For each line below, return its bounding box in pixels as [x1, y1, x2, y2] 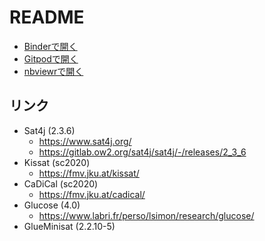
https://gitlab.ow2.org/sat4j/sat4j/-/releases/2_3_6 [38, 146, 247, 158]
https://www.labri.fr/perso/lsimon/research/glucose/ [38, 209, 255, 221]
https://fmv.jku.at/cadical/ [38, 188, 146, 200]
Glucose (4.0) [23, 199, 81, 211]
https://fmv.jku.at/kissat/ [38, 167, 140, 179]
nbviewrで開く [23, 65, 84, 77]
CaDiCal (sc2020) [23, 177, 99, 190]
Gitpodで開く [23, 52, 79, 65]
